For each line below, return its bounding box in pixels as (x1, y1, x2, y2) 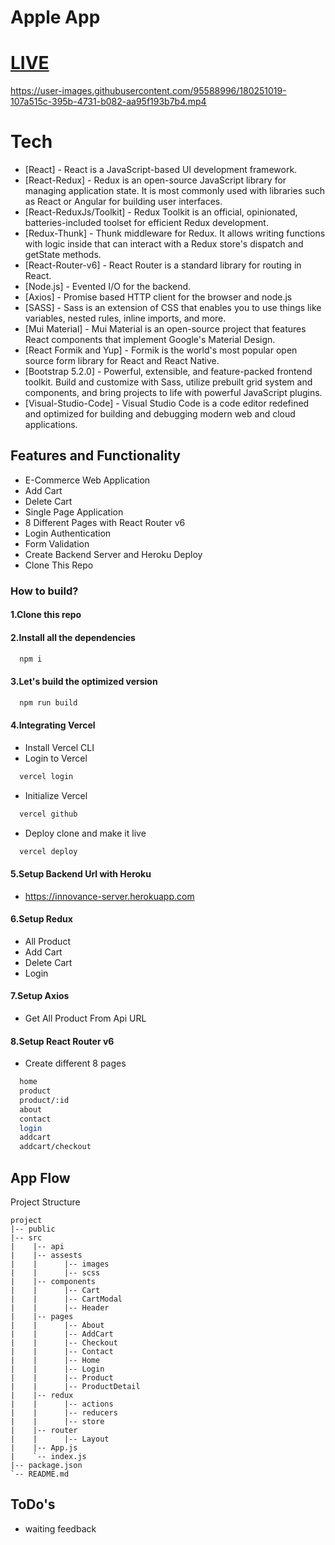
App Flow (10, 1169, 71, 1186)
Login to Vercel (24, 752, 88, 764)
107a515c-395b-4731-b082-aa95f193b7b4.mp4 (10, 96, 207, 108)
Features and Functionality (10, 447, 181, 465)
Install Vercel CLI (24, 741, 95, 753)
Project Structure (10, 1196, 81, 1208)
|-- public (10, 1224, 56, 1234)
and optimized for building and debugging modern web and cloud (24, 408, 296, 420)
